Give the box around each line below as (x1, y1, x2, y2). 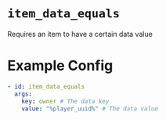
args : (14, 89, 33, 98)
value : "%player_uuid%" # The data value (21, 104, 158, 112)
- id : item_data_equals (7, 82, 85, 90)
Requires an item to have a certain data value (7, 29, 153, 38)
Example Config (7, 57, 114, 75)
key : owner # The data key (21, 97, 110, 105)
